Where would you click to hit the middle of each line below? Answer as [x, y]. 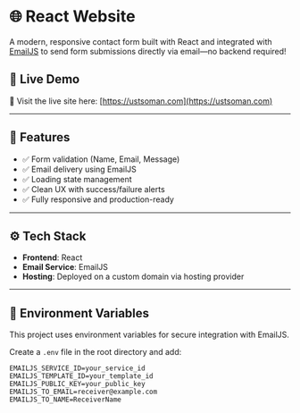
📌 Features [40, 137]
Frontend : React [52, 257]
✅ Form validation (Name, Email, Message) [101, 159]
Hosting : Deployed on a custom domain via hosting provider [133, 277]
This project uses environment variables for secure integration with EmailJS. [150, 335]
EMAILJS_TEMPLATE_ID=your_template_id [81, 376]
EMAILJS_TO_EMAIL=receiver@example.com [83, 392]
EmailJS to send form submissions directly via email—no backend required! [148, 51]
